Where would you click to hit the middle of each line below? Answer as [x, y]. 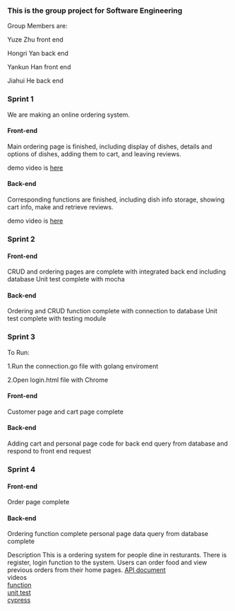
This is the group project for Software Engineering [95, 11]
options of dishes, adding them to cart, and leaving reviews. [94, 153]
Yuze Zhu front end [35, 40]
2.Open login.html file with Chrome [58, 380]
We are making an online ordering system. [69, 115]
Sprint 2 [21, 239]
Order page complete [38, 502]
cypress [19, 600]
